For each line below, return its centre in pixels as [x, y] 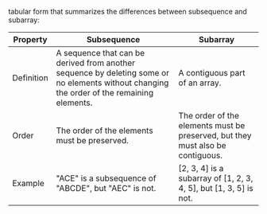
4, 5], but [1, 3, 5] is [216, 188]
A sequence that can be [101, 53]
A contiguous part [212, 73]
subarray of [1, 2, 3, [216, 178]
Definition [31, 78]
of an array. [200, 83]
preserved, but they [215, 136]
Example [29, 183]
